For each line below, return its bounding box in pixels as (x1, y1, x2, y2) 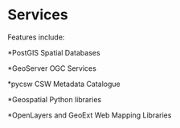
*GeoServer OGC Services (7, 63, 97, 73)
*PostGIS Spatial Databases (7, 47, 101, 57)
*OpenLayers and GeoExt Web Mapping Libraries (7, 110, 172, 120)
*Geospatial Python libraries (7, 94, 102, 104)
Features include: (7, 32, 65, 42)
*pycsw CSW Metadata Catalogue (7, 79, 121, 89)
